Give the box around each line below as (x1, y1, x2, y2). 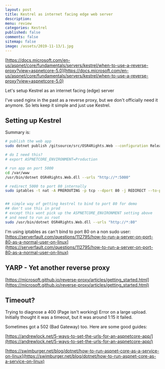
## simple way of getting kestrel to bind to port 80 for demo (5, 202, 137, 207)
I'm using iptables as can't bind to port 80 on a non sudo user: (5, 229, 131, 235)
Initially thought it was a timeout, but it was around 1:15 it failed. (5, 315, 133, 320)
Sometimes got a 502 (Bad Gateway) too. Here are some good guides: (5, 324, 147, 330)
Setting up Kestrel (5, 116, 61, 125)
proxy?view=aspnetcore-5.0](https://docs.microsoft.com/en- (5, 67, 129, 74)
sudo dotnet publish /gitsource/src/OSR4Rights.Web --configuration (5, 143, 148, 149)
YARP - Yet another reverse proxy (5, 264, 110, 272)
